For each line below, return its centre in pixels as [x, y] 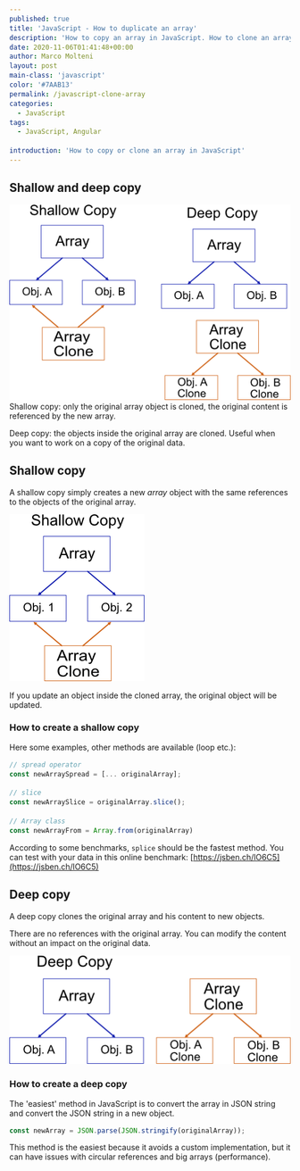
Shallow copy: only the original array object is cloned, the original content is [149, 406]
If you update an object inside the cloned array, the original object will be [143, 695]
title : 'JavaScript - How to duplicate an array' [104, 28]
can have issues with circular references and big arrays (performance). [140, 1157]
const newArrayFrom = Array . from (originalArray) [101, 830]
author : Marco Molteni [51, 57]
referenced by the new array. [62, 416]
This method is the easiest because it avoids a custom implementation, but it [150, 1148]
